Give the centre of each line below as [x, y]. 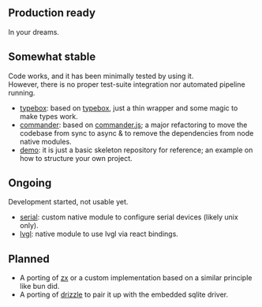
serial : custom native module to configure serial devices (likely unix [129, 217]
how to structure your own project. [76, 158]
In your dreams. [34, 32]
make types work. [49, 116]
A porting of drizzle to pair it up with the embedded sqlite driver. [124, 294]
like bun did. [39, 286]
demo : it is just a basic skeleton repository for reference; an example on [136, 150]
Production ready [52, 13]
